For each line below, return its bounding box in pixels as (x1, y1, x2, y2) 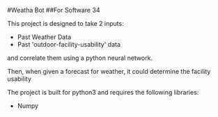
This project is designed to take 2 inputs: (7, 19, 124, 27)
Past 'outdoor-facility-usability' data (17, 40, 120, 48)
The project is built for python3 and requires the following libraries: (7, 88, 199, 96)
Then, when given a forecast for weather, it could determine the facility (7, 68, 211, 75)
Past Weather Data (17, 33, 72, 41)
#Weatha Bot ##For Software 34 (7, 6, 100, 14)
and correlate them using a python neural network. (7, 54, 153, 62)
